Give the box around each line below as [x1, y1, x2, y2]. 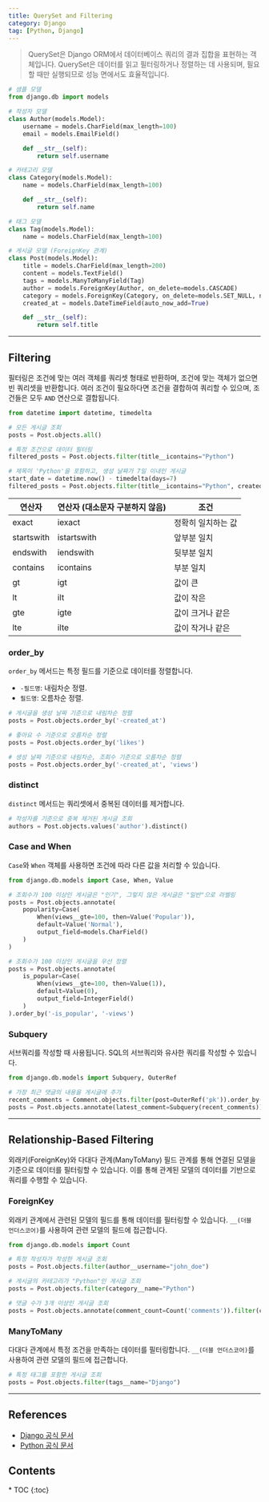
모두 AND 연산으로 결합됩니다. [29, 393, 120, 402]
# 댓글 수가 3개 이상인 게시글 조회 [8, 1299, 109, 1307]
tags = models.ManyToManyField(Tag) [22, 277, 146, 285]
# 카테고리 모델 [8, 166, 53, 175]
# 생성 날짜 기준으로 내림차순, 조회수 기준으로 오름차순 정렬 [8, 753, 182, 761]
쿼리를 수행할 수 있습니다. [8, 1175, 88, 1185]
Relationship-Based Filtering [8, 1133, 155, 1146]
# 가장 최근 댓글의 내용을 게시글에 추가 [8, 1088, 122, 1096]
